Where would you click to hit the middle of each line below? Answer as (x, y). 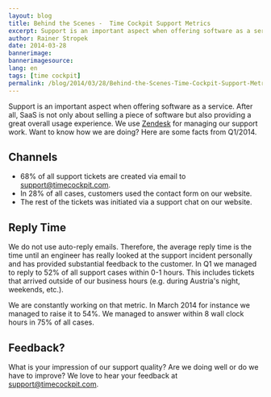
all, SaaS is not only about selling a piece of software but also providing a (130, 114)
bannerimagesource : (41, 61)
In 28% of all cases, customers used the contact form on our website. (136, 193)
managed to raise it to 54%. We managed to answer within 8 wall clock (126, 314)
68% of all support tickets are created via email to (103, 176)
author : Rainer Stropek (48, 38)
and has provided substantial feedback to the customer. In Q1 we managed (132, 264)
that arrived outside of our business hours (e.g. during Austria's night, (124, 281)
